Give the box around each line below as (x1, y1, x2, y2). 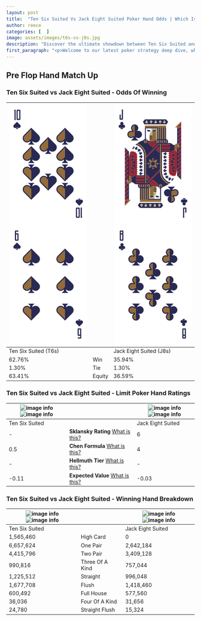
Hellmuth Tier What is (69, 457, 124, 464)
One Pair (80, 541, 102, 549)
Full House (80, 589, 107, 596)
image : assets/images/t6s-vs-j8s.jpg (6, 35, 100, 41)
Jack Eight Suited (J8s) (113, 348, 171, 355)
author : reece (6, 22, 42, 28)
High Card (80, 533, 106, 541)
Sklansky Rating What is (69, 428, 130, 435)
